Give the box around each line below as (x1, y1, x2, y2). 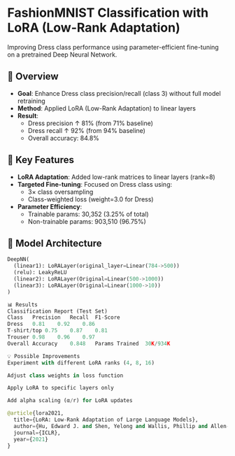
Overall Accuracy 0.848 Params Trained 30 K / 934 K (7, 340, 171, 347)
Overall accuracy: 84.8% (27, 134, 100, 142)
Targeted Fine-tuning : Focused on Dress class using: (17, 180, 173, 188)
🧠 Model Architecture (7, 237, 103, 249)
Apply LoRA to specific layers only (7, 385, 114, 392)
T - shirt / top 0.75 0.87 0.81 (7, 327, 108, 334)
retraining (17, 97, 45, 105)
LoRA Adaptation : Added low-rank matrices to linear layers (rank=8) (17, 173, 215, 181)
